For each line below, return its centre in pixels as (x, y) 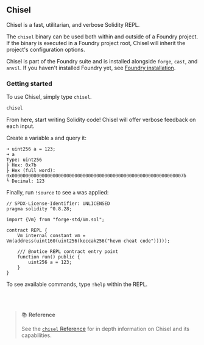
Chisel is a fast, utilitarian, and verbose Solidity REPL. (73, 24)
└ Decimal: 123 (26, 181)
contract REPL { (27, 230)
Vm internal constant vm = (51, 235)
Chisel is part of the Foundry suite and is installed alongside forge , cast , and (102, 61)
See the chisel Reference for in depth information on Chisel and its (105, 329)
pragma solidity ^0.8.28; (39, 209)
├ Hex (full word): (31, 170)
